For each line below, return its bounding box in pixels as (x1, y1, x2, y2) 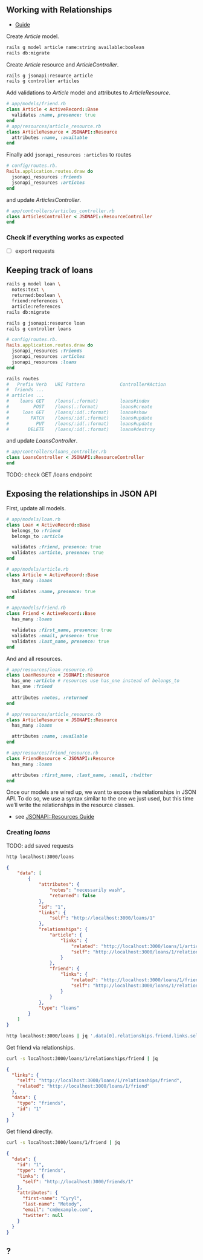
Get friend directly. (6, 1128, 53, 1135)
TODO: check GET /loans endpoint (6, 471, 92, 478)
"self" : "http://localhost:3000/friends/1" (22, 1178, 134, 1184)
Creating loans (6, 828, 51, 837)
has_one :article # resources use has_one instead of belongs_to (11, 678, 180, 684)
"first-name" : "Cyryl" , (22, 1195, 83, 1202)
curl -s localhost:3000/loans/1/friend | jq (6, 1140, 120, 1146)
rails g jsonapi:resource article (6, 73, 94, 79)
